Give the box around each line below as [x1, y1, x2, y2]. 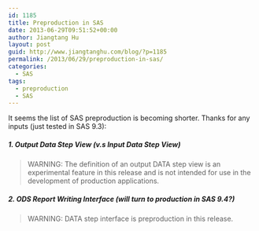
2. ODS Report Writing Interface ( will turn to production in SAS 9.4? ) [8, 194, 235, 203]
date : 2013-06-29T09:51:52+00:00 [8, 26, 118, 34]
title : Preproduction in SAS [8, 19, 104, 27]
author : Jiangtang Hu [8, 33, 80, 42]
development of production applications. [27, 176, 160, 185]
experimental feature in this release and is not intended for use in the [27, 168, 251, 178]
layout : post [8, 41, 51, 49]
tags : [8, 77, 26, 85]
